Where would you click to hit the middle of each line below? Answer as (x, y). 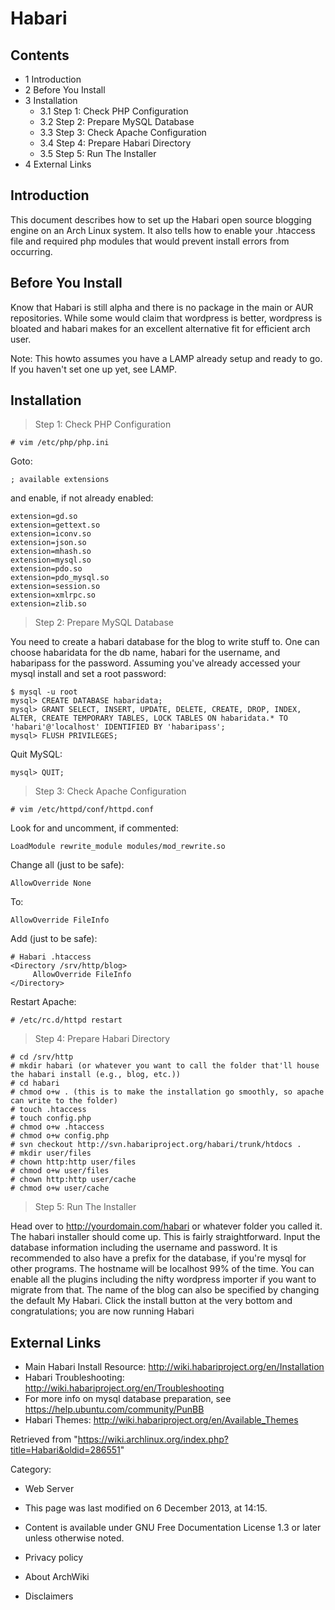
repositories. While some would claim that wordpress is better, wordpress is (166, 318)
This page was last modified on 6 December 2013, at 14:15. (146, 1508)
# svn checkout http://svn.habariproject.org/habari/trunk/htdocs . (156, 1145)
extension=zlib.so (48, 604)
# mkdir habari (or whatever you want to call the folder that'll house (165, 1066)
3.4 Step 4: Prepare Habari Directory (115, 143)
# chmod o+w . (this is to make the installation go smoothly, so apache (167, 1092)
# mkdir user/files (51, 1153)
